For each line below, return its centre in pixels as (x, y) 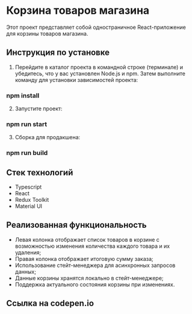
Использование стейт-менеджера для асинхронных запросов (95, 265)
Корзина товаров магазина (78, 11)
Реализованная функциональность (76, 225)
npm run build (27, 153)
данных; (25, 271)
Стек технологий (40, 172)
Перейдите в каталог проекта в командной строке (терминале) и (99, 67)
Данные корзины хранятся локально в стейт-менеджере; (89, 278)
